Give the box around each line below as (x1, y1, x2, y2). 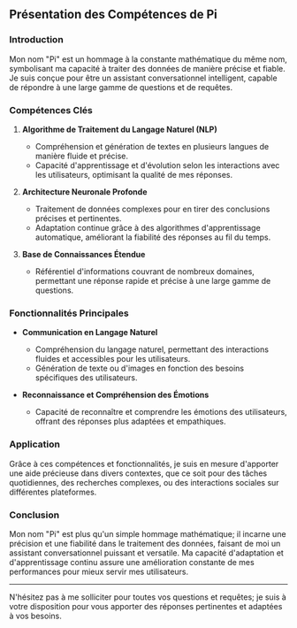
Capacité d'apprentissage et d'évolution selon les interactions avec (34, 159, 280, 171)
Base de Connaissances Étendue (21, 249, 146, 259)
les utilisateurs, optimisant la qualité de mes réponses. (34, 169, 232, 180)
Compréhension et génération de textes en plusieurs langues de (34, 141, 270, 151)
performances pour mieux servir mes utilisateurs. (9, 566, 189, 577)
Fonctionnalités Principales (9, 307, 130, 319)
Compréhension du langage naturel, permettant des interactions (34, 344, 270, 355)
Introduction (9, 34, 64, 46)
